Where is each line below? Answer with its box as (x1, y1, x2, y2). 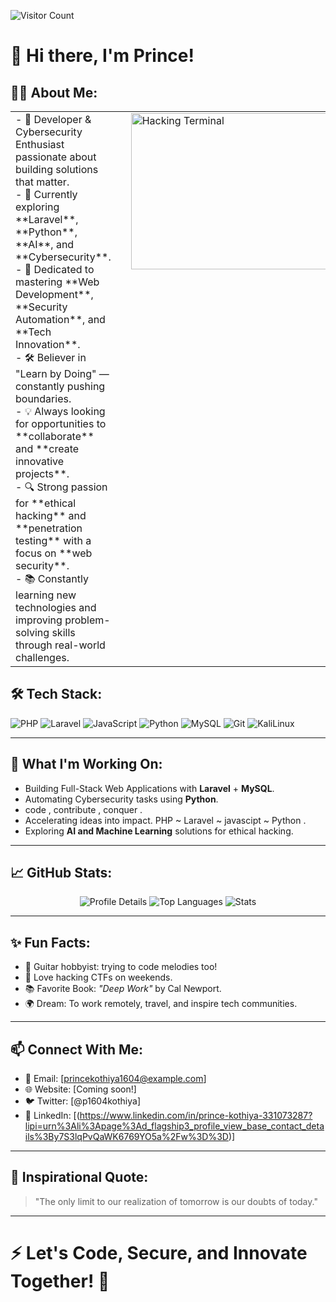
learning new (15, 588, 77, 602)
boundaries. (15, 392, 72, 405)
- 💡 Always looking (15, 405, 106, 418)
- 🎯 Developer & (15, 113, 92, 126)
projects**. (15, 467, 70, 480)
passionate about (15, 150, 97, 164)
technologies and (15, 601, 97, 614)
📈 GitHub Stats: (10, 865, 113, 882)
